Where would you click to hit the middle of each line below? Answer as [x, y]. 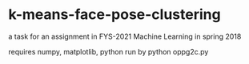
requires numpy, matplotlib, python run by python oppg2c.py [108, 51]
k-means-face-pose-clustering [115, 15]
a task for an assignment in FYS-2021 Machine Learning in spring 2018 [125, 36]
